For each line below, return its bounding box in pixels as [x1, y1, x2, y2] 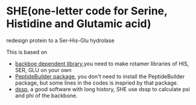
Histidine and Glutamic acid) [6, 17, 151, 31]
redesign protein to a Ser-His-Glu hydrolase [6, 37, 115, 44]
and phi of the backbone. [14, 92, 78, 99]
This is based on [6, 48, 48, 55]
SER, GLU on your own [14, 66, 72, 73]
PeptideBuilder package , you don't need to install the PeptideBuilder [14, 73, 185, 80]
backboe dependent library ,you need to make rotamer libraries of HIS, [14, 60, 189, 67]
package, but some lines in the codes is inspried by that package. [14, 79, 179, 86]
